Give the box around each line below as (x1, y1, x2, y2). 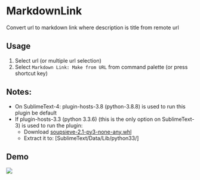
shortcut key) (14, 70, 48, 77)
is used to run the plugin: (21, 122, 83, 129)
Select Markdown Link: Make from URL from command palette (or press (14, 63, 188, 70)
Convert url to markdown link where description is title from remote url (6, 24, 179, 31)
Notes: (6, 87, 32, 97)
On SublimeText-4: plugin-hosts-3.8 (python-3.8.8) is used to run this (14, 103, 186, 110)
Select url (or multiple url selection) (14, 57, 101, 64)
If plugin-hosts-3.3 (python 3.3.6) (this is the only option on (14, 115, 161, 123)
